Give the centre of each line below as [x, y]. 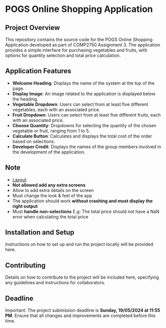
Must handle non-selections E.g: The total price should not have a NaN [86, 211]
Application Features [38, 71]
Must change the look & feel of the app [52, 195]
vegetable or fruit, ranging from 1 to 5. [51, 131]
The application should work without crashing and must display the [83, 201]
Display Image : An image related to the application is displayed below [84, 94]
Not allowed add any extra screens [49, 185]
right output [25, 206]
